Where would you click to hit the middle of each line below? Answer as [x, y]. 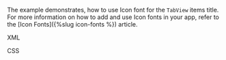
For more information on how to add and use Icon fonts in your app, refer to [113, 17]
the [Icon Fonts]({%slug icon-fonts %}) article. [72, 24]
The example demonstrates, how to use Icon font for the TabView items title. [113, 10]
